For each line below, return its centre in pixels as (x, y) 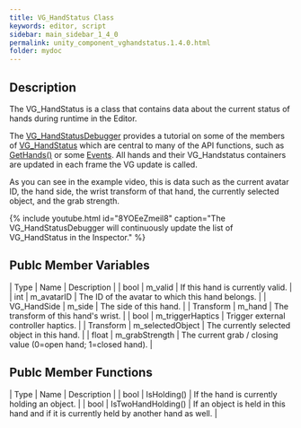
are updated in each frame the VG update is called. (103, 164)
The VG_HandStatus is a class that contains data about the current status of (150, 109)
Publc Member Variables (80, 266)
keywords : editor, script (58, 26)
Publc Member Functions (81, 373)
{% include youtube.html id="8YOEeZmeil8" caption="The (118, 218)
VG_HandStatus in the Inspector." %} (78, 237)
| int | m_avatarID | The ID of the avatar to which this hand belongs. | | (138, 296)
